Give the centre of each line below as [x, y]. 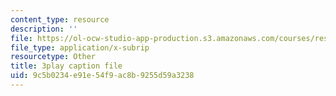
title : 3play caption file [66, 66]
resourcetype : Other [53, 57]
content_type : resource [60, 19]
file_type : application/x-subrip [80, 47]
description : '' [44, 29]
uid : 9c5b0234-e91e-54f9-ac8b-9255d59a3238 [102, 76]
